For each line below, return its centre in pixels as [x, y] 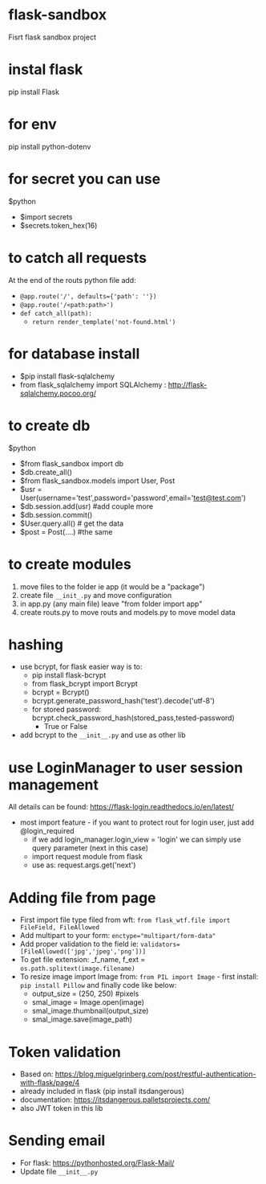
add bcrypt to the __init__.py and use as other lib [103, 735]
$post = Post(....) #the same [66, 531]
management [53, 785]
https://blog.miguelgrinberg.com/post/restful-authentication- [155, 1074]
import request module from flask [87, 857]
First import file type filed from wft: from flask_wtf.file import [125, 920]
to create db [49, 426]
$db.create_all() [46, 472]
